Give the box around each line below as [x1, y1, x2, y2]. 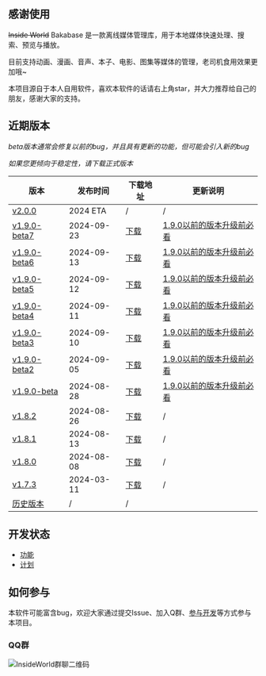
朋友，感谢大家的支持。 [8, 94, 85, 103]
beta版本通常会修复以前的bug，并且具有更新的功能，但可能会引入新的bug [8, 141, 249, 151]
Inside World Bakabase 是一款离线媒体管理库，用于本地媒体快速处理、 [8, 30, 237, 40]
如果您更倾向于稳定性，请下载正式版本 [8, 158, 133, 168]
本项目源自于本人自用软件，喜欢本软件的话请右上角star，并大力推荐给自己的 [8, 83, 257, 93]
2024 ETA [68, 205, 107, 216]
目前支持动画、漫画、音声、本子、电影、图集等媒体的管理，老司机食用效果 [8, 56, 251, 66]
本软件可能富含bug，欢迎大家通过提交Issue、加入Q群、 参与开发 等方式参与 [8, 608, 252, 617]
